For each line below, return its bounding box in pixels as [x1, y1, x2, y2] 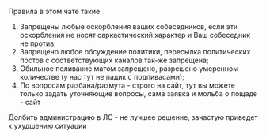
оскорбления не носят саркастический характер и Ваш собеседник [19, 31, 251, 39]
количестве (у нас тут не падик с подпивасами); [19, 73, 184, 81]
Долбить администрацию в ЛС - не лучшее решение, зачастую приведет [8, 113, 258, 121]
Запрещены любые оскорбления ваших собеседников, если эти [19, 22, 238, 31]
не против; [19, 39, 57, 48]
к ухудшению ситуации [8, 121, 87, 130]
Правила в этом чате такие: [8, 7, 103, 16]
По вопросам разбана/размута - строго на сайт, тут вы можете [19, 80, 236, 90]
